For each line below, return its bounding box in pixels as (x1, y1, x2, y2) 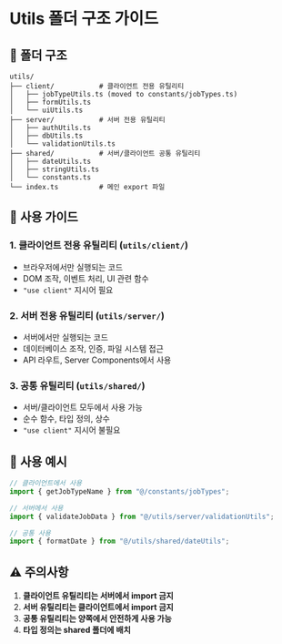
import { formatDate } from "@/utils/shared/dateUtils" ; (9, 537, 230, 547)
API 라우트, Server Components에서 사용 (22, 354, 172, 365)
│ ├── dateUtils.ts (9, 157, 92, 166)
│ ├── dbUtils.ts (9, 131, 84, 140)
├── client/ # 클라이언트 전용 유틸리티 (9, 82, 185, 91)
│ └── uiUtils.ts (9, 106, 84, 115)
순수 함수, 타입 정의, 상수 (22, 414, 111, 424)
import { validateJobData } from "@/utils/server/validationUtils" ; (9, 512, 275, 521)
